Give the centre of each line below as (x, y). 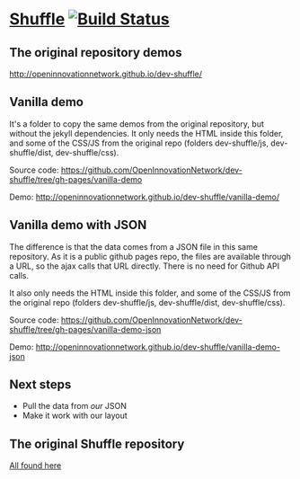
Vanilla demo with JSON (78, 225)
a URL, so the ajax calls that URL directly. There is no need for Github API (145, 266)
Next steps (40, 385)
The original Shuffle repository (97, 444)
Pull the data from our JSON (75, 406)
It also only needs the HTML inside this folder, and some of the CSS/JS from (150, 293)
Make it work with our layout (75, 416)
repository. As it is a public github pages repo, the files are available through (150, 256)
